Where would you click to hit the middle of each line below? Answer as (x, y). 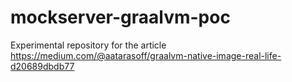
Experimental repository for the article (88, 45)
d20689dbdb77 (42, 66)
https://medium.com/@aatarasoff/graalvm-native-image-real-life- (146, 55)
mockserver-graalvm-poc (120, 17)
